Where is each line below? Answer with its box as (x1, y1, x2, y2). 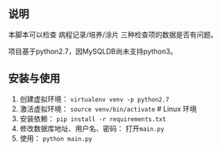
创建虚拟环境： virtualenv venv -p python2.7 (19, 94, 170, 104)
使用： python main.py (19, 133, 92, 143)
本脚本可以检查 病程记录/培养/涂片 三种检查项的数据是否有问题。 (8, 30, 218, 39)
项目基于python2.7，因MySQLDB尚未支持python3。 (8, 46, 178, 56)
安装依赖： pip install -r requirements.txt (19, 113, 167, 123)
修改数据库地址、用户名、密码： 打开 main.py (19, 123, 164, 133)
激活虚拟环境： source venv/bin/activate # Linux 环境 (19, 104, 197, 113)
